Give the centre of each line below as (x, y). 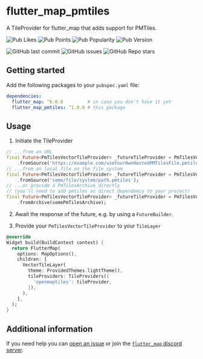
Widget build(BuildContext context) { (55, 242)
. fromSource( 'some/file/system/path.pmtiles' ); (78, 180)
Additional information (50, 329)
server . (15, 350)
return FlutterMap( (36, 248)
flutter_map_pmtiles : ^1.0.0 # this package (69, 107)
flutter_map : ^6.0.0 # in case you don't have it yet (92, 102)
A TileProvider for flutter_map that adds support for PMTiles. (82, 28)
